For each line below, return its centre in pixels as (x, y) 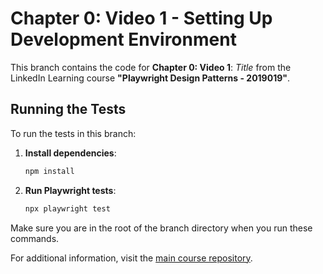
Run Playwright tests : (70, 190)
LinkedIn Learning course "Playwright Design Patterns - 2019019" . (150, 78)
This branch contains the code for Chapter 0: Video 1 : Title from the (151, 67)
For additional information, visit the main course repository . (131, 258)
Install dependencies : (70, 153)
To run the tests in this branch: (73, 133)
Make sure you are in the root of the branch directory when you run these (161, 228)
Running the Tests (68, 109)
